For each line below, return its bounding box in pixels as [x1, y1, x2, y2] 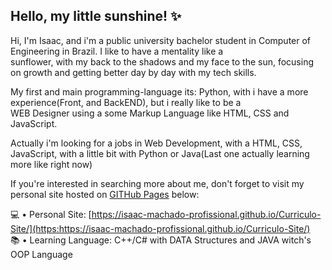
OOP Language [10, 248, 73, 260]
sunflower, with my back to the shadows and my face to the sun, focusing [10, 55, 314, 68]
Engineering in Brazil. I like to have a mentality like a [10, 45, 224, 57]
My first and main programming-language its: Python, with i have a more [10, 85, 309, 98]
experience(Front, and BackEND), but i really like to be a [10, 96, 242, 108]
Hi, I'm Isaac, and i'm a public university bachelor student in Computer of [10, 34, 312, 46]
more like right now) [10, 158, 93, 170]
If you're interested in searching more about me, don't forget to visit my [10, 177, 305, 189]
